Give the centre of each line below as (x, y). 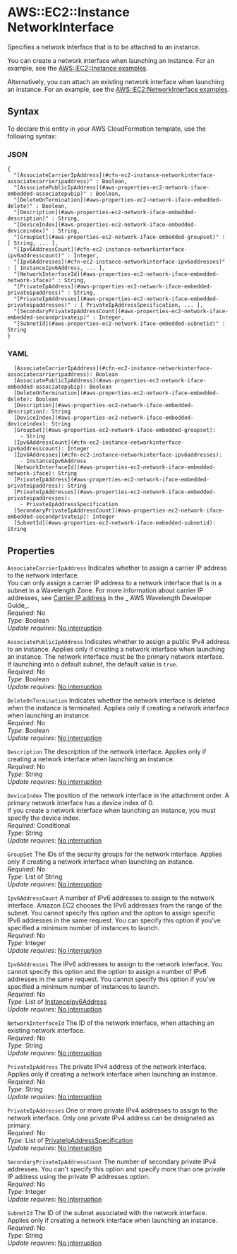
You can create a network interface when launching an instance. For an (111, 60)
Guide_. (18, 606)
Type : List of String (35, 877)
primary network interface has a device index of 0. (81, 803)
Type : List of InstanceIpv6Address (57, 1002)
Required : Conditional (39, 826)
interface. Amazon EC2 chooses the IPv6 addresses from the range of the (115, 906)
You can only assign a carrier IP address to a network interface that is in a (115, 583)
